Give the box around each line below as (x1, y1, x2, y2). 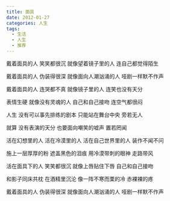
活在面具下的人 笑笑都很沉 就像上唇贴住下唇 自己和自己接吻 (6, 162, 154, 170)
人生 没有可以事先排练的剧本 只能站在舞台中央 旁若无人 (6, 111, 143, 118)
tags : (6, 25, 20, 32)
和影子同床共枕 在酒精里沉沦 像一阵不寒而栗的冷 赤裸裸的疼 (6, 175, 154, 182)
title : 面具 (6, 8, 34, 15)
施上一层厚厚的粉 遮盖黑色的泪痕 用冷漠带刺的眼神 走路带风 (6, 149, 154, 157)
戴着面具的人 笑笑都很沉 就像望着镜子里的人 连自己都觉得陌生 (6, 60, 159, 67)
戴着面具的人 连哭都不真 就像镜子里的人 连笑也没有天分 (6, 85, 143, 92)
